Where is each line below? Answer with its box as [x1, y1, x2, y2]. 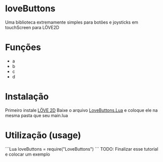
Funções [5, 42, 41, 53]
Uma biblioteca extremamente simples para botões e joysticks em [5, 19, 138, 25]
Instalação [5, 91, 49, 102]
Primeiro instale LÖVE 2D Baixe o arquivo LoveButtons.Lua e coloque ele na [5, 107, 158, 113]
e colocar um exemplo [5, 151, 50, 157]
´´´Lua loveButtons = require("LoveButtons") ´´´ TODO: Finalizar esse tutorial [5, 146, 159, 152]
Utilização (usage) [5, 130, 81, 141]
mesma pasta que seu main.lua [5, 112, 68, 118]
